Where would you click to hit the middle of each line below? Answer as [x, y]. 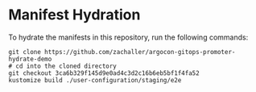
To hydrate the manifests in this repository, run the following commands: [128, 37]
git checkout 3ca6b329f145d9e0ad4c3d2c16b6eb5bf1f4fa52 [104, 73]
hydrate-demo [30, 59]
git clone [25, 52]
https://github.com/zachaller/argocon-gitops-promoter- [140, 52]
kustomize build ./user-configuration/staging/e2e [95, 80]
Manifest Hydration [74, 15]
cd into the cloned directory [66, 66]
